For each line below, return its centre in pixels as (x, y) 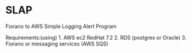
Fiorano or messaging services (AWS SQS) (57, 44)
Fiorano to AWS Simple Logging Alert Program (61, 26)
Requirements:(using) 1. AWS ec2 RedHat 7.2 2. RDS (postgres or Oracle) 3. (96, 37)
